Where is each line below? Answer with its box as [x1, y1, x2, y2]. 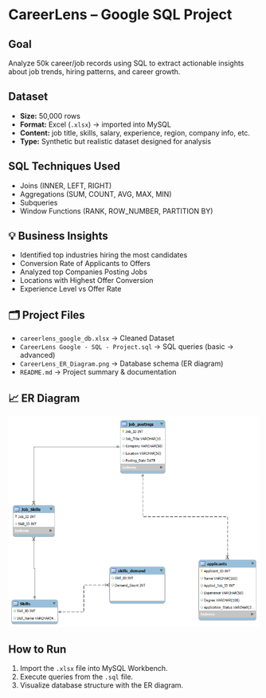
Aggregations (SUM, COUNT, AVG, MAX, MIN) [19, 189, 172, 198]
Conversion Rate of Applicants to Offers [19, 259, 151, 269]
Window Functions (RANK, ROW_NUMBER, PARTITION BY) [19, 206, 213, 216]
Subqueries [19, 198, 58, 207]
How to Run [8, 642, 67, 656]
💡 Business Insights [8, 229, 109, 243]
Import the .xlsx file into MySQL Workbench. [19, 664, 169, 673]
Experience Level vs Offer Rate [19, 284, 122, 294]
